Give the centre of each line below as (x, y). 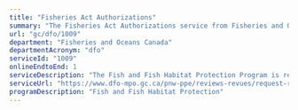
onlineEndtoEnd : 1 (43, 67)
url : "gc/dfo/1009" (45, 34)
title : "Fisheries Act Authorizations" (83, 17)
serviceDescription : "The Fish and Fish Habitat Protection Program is (144, 75)
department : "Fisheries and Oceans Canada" (91, 42)
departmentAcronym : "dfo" (57, 51)
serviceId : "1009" (43, 59)
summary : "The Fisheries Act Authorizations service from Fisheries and (146, 26)
